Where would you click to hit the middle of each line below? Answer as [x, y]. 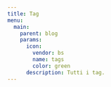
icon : [34, 46]
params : [31, 40]
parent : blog [39, 33]
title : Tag [23, 14]
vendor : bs [48, 53]
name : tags [48, 60]
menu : [15, 20]
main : [22, 27]
